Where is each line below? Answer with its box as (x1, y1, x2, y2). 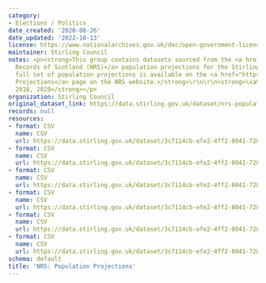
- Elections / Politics (8, 19, 87, 27)
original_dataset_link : (8, 100, 87, 108)
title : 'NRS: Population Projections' (8, 262, 136, 270)
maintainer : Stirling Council (8, 48, 108, 56)
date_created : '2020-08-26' (8, 26, 101, 34)
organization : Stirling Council (8, 93, 115, 101)
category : (8, 11, 41, 20)
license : (8, 41, 37, 49)
